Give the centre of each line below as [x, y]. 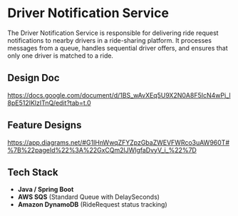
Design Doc [33, 78]
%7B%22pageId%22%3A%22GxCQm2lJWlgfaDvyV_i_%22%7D [102, 150]
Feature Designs [45, 125]
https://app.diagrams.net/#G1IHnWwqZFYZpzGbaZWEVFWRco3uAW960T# [119, 142]
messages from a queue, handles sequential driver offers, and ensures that [118, 48]
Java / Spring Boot [46, 190]
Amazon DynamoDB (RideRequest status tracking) [92, 205]
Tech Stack [33, 172]
